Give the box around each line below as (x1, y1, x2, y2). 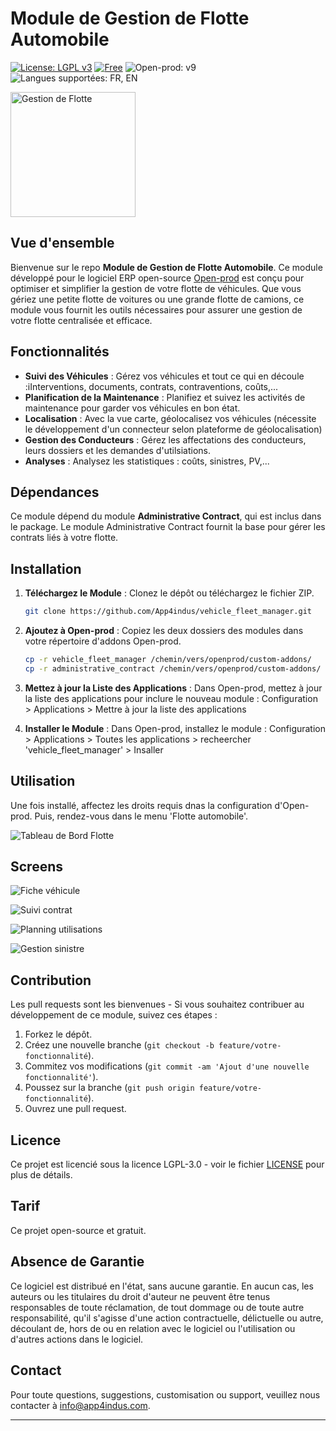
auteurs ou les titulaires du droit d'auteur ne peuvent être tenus (10, 1290, 271, 1302)
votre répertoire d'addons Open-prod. (24, 635, 182, 647)
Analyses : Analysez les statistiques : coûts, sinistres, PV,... (24, 455, 270, 467)
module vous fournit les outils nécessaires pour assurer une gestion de (10, 303, 303, 316)
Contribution (10, 972, 92, 989)
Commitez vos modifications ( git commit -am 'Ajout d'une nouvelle (24, 1060, 310, 1072)
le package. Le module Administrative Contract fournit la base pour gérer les (10, 521, 326, 533)
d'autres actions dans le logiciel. (10, 1333, 144, 1345)
